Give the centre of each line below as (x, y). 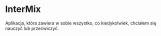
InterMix (23, 9)
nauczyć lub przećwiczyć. (32, 28)
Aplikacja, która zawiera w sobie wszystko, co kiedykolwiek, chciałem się (81, 23)
